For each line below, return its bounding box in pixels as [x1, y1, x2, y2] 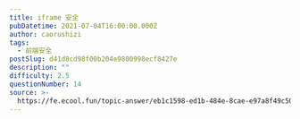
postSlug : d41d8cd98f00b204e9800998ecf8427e [9, 55, 178, 64]
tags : [9, 38, 29, 47]
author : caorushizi [9, 30, 82, 38]
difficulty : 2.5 [9, 72, 70, 81]
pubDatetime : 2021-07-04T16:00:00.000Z [9, 21, 158, 30]
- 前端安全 [17, 47, 53, 55]
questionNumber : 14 [9, 80, 82, 89]
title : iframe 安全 [9, 13, 79, 22]
